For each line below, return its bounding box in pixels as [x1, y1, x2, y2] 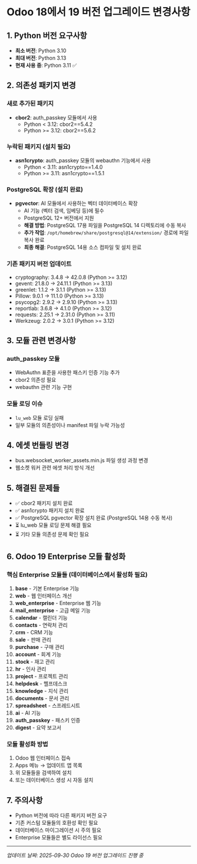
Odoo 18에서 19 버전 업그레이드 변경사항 [6, 5, 191, 19]
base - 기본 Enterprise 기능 [15, 585, 80, 592]
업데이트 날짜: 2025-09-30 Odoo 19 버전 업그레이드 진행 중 [6, 852, 144, 859]
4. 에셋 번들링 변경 [6, 440, 70, 450]
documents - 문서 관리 [15, 695, 70, 702]
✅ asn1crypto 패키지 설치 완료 [15, 507, 85, 514]
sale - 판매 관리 [15, 636, 51, 643]
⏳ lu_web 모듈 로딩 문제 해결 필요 [15, 522, 92, 529]
